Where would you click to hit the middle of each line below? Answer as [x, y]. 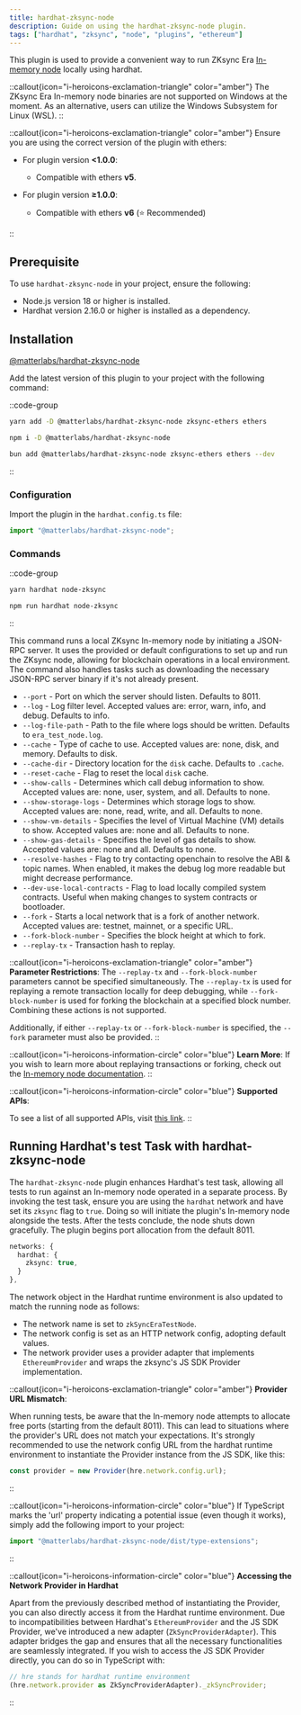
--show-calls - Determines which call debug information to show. [143, 782]
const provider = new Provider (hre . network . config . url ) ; [118, 1471]
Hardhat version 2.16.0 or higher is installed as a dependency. [136, 310]
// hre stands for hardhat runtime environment [100, 1676]
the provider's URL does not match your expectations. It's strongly [133, 1435]
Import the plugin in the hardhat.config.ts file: [96, 514]
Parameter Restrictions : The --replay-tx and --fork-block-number [133, 972]
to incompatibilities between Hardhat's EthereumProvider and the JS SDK [144, 1621]
